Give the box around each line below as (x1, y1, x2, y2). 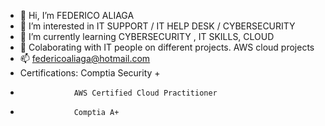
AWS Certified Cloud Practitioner (73, 88, 218, 98)
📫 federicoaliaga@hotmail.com (19, 53, 151, 64)
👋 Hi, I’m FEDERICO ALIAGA (19, 10, 135, 21)
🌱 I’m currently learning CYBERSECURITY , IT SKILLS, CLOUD (19, 31, 275, 42)
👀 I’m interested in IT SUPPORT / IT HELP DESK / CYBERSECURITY (19, 20, 296, 32)
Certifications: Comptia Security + (19, 67, 161, 79)
